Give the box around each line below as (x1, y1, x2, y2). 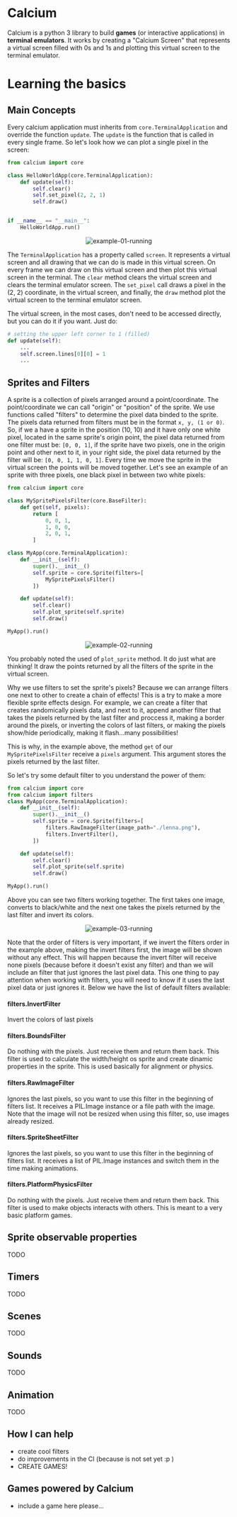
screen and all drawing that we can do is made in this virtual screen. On (7, 257, 216, 267)
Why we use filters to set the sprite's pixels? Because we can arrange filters (7, 683, 229, 692)
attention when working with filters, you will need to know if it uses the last (7, 976, 225, 984)
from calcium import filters (7, 791, 93, 798)
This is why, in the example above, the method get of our (7, 742, 173, 751)
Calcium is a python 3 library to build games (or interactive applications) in (7, 28, 225, 37)
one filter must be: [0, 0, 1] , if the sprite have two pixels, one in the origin (7, 441, 226, 449)
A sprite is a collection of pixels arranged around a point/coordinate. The (7, 396, 219, 404)
